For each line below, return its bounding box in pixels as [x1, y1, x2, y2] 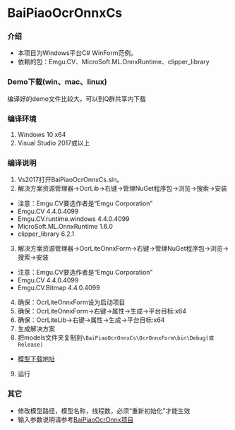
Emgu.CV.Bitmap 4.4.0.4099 [17, 284, 100, 292]
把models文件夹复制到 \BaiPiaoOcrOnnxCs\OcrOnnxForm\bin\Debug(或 [17, 333, 215, 342]
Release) [17, 341, 44, 349]
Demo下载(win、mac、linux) [7, 77, 107, 87]
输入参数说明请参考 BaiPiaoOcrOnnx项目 [17, 415, 134, 424]
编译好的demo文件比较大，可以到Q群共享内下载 [7, 94, 147, 103]
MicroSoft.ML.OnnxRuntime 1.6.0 [17, 222, 113, 231]
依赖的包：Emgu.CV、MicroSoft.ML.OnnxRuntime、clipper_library [17, 58, 210, 66]
